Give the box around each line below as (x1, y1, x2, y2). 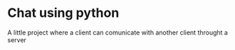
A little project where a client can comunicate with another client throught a (7, 28, 228, 37)
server (7, 35, 27, 44)
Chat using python (7, 5, 120, 21)
